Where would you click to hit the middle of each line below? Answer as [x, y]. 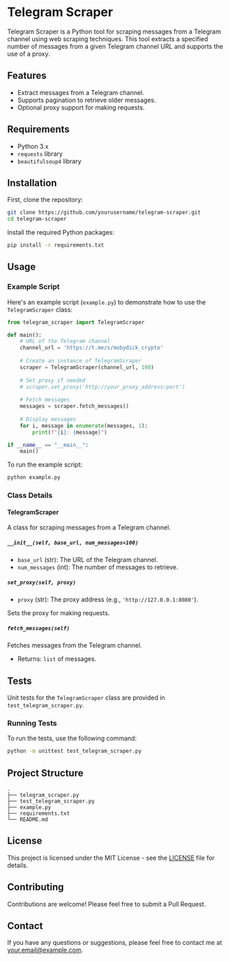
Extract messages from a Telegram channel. [80, 92]
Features [27, 76]
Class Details [30, 495]
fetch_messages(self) [39, 628]
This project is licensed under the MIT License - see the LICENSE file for [111, 858]
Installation [32, 183]
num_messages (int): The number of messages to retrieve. [98, 567]
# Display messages [48, 419]
